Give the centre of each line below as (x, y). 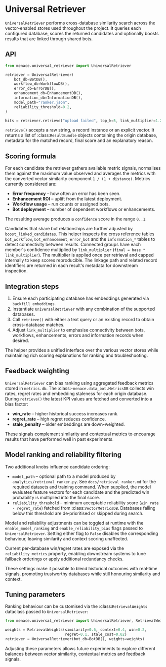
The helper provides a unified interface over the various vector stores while (82, 350)
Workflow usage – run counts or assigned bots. (61, 204)
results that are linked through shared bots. (49, 39)
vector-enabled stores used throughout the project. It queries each (73, 28)
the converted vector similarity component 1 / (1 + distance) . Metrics (78, 179)
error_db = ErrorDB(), (35, 89)
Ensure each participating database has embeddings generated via (81, 298)
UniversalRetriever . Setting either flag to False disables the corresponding (82, 533)
